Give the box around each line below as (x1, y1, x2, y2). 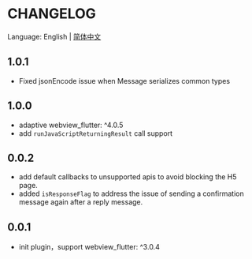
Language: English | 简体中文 (7, 32, 102, 41)
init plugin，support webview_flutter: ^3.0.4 (18, 242, 161, 252)
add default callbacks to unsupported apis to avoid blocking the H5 (18, 172, 237, 182)
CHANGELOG (7, 5, 96, 23)
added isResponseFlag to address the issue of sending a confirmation (18, 189, 245, 198)
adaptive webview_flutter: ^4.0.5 (18, 120, 124, 129)
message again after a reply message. (18, 197, 143, 207)
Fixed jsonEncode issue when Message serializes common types (18, 76, 230, 85)
